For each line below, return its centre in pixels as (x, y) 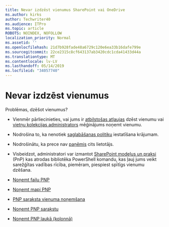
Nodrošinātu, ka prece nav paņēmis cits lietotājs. (63, 144)
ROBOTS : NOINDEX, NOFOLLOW (34, 33)
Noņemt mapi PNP (32, 189)
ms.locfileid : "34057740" (32, 71)
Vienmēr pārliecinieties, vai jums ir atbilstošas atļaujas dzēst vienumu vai (88, 119)
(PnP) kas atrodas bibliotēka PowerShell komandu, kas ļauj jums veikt (84, 159)
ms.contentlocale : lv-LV (31, 61)
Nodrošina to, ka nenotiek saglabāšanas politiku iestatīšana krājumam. (86, 134)
